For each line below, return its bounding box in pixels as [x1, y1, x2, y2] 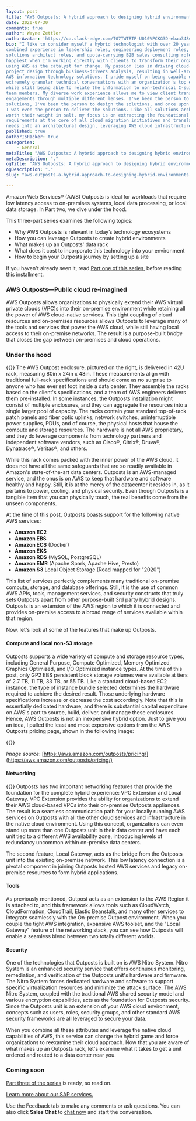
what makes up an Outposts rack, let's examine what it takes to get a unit [6, 1045, 182, 1052]
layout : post [6, 8, 38, 15]
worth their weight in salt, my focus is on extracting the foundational [6, 112, 190, 118]
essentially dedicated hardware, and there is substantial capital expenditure [6, 703, 188, 710]
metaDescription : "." [6, 156, 59, 162]
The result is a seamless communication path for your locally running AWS [6, 807, 185, 815]
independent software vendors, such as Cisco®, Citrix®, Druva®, [6, 439, 162, 446]
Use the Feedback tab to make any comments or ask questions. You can [6, 1102, 180, 1109]
